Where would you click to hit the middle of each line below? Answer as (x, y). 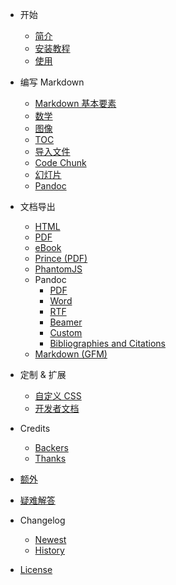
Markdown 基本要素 (75, 103)
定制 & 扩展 (43, 374)
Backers (51, 447)
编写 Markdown (52, 82)
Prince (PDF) (61, 258)
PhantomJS (58, 269)
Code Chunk (60, 162)
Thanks (50, 458)
